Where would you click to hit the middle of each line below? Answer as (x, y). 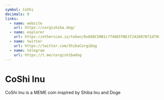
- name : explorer (27, 32)
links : (12, 19)
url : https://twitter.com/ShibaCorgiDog (55, 46)
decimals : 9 (17, 14)
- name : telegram (27, 50)
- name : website (26, 23)
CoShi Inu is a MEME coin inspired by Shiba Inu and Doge (63, 93)
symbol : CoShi (20, 10)
